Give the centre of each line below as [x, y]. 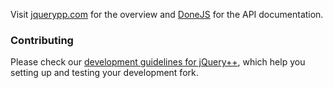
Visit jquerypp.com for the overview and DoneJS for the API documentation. [167, 14]
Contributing [42, 40]
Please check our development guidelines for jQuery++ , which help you [158, 62]
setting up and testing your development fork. [104, 73]
